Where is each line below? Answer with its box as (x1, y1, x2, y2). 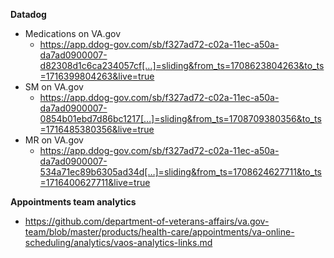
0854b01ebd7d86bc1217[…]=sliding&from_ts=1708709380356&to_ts (39, 113, 322, 124)
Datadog (10, 9, 47, 20)
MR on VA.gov (24, 134, 84, 146)
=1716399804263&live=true (39, 70, 155, 82)
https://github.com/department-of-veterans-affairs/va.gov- (24, 215, 270, 227)
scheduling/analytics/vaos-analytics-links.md (24, 237, 213, 248)
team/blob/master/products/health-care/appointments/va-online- (24, 226, 295, 238)
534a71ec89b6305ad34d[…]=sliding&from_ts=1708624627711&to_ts (39, 166, 322, 178)
